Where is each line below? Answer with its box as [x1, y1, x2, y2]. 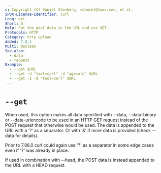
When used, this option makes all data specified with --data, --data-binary [5, 111, 157, 117]
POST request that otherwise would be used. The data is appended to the [5, 122, 155, 128]
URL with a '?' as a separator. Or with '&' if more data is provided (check [5, 127, 151, 133]
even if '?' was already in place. [5, 147, 69, 153]
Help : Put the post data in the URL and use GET [5, 26, 107, 31]
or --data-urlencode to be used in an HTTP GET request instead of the [5, 117, 148, 123]
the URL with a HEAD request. [5, 162, 66, 168]
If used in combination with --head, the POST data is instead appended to [5, 157, 155, 163]
